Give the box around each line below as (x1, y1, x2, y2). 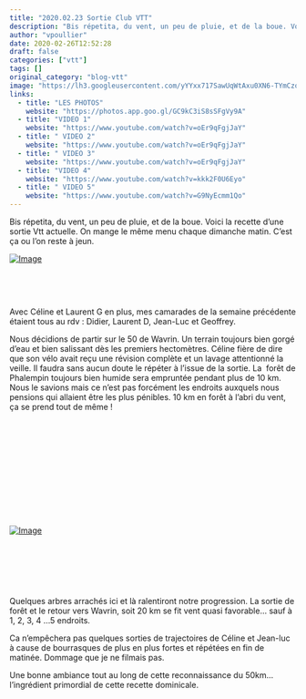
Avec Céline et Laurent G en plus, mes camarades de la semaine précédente (9, 306, 296, 317)
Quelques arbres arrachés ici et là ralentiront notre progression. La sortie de (9, 596, 295, 606)
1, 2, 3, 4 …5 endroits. (9, 615, 91, 625)
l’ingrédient (9, 680, 52, 690)
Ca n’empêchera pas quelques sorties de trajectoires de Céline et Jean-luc (9, 632, 291, 643)
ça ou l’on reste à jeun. (9, 236, 95, 246)
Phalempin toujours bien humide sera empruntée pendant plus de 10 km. (9, 373, 282, 383)
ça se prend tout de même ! (9, 402, 114, 412)
